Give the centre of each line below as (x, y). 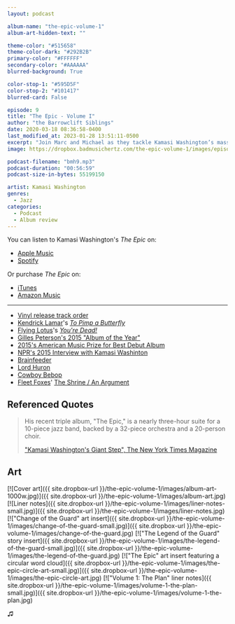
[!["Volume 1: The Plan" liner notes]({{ (157, 578)
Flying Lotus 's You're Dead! (57, 331)
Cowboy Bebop (40, 375)
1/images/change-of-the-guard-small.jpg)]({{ (72, 526)
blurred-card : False (37, 97)
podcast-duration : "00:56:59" (51, 168)
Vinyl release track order (53, 315)
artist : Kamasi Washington (47, 187)
